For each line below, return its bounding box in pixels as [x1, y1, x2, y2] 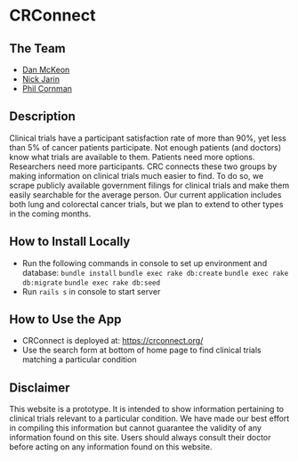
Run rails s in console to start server [21, 286, 161, 296]
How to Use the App [9, 312, 122, 328]
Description [9, 109, 76, 125]
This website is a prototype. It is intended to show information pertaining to [9, 404, 285, 415]
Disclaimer [9, 380, 70, 395]
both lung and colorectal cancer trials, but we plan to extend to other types [9, 198, 284, 209]
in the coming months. [9, 208, 92, 219]
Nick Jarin [21, 74, 60, 85]
